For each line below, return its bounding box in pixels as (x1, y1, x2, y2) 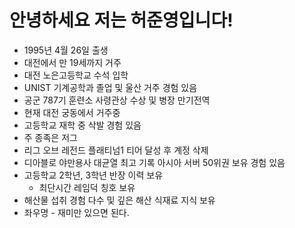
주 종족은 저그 (23, 131, 78, 143)
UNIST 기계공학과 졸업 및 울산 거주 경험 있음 (23, 81, 198, 93)
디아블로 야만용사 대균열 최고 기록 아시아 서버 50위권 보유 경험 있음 (23, 156, 286, 168)
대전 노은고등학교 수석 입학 (23, 69, 129, 81)
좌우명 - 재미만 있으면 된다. (23, 206, 130, 218)
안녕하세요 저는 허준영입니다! (9, 9, 234, 32)
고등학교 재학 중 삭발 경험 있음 (23, 119, 142, 131)
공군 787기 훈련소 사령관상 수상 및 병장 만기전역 (23, 94, 211, 106)
